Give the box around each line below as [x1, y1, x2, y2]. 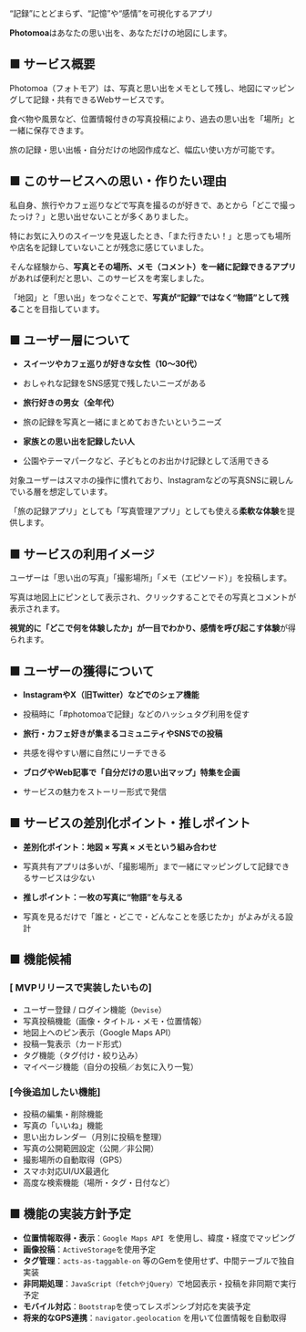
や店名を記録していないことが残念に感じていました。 [9, 241, 209, 253]
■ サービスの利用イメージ [9, 546, 155, 561]
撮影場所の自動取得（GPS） [22, 1154, 127, 1165]
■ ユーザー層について [9, 332, 131, 349]
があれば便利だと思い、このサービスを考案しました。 [9, 272, 209, 283]
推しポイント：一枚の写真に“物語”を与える [22, 891, 184, 902]
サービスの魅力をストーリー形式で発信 [22, 786, 167, 797]
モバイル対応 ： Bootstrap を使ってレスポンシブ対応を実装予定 [22, 1300, 251, 1312]
